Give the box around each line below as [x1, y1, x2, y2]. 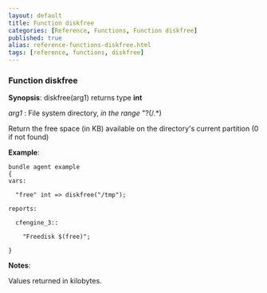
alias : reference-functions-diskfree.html [8, 41, 151, 49]
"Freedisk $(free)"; [22, 232, 91, 241]
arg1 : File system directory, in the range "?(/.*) [8, 108, 162, 118]
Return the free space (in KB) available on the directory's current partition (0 [8, 124, 259, 134]
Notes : [8, 260, 31, 271]
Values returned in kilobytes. [8, 276, 102, 286]
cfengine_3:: [15, 219, 59, 227]
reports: [8, 205, 37, 213]
